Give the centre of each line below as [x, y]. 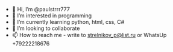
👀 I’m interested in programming [52, 16]
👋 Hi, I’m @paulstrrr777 [41, 9]
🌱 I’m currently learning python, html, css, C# [68, 22]
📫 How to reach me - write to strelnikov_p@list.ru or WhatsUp [89, 35]
